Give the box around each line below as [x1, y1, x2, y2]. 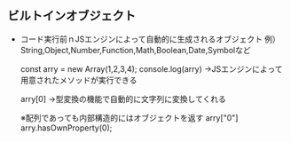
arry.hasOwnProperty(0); [20, 122, 113, 133]
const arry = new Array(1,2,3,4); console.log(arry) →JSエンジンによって [20, 63, 283, 74]
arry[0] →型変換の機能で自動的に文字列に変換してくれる [20, 93, 227, 104]
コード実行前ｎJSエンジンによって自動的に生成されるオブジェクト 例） [20, 34, 280, 44]
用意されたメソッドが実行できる [20, 75, 138, 85]
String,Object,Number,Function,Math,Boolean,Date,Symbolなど [20, 44, 251, 55]
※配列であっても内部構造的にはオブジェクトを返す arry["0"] [20, 112, 239, 122]
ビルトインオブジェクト [7, 8, 136, 24]
